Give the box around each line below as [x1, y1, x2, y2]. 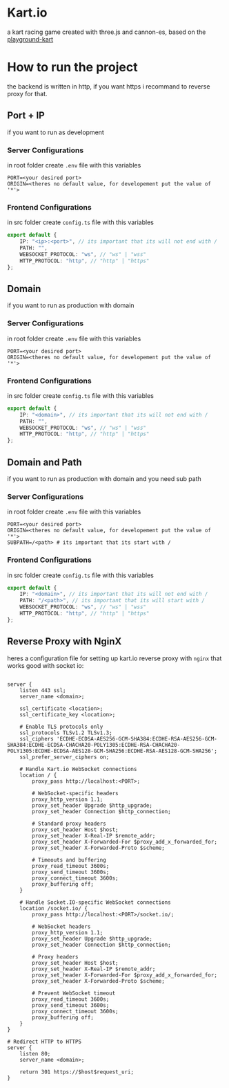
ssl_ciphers [19, 735, 54, 742]
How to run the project [7, 60, 138, 75]
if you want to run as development [7, 128, 105, 136]
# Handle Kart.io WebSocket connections [19, 765, 137, 772]
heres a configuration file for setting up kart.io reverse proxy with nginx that [7, 654, 222, 662]
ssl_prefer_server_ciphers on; [19, 753, 110, 761]
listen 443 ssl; [19, 687, 67, 693]
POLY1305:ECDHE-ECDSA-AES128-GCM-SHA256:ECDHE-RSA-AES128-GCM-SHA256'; [7, 747, 217, 754]
